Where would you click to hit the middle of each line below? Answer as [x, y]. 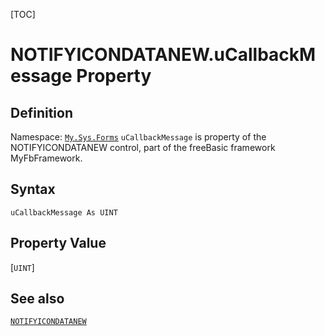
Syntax [33, 189]
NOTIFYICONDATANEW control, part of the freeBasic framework [143, 147]
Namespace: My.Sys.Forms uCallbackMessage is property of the [138, 137]
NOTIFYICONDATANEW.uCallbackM [163, 55]
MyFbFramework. [46, 158]
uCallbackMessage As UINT [64, 212]
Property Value [58, 243]
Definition [41, 112]
